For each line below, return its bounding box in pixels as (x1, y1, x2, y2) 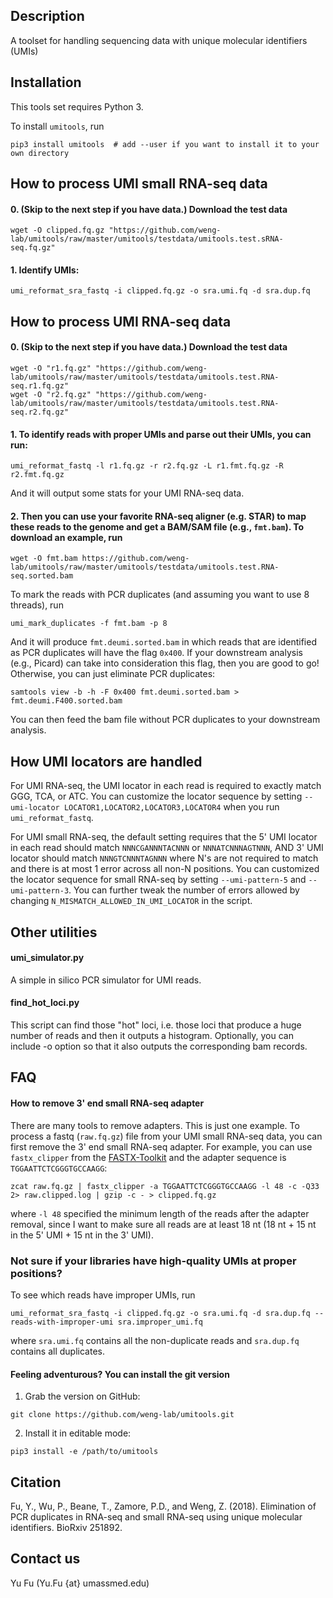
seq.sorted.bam (10, 571, 74, 581)
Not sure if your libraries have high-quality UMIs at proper (10, 1254, 297, 1268)
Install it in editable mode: (24, 1427, 132, 1439)
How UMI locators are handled (10, 753, 203, 770)
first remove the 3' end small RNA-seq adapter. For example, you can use (10, 1140, 313, 1153)
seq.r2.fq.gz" (10, 407, 70, 418)
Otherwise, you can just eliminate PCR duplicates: (10, 668, 216, 680)
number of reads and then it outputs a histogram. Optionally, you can (10, 1030, 294, 1042)
